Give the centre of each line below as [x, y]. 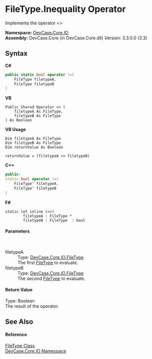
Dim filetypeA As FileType [33, 139]
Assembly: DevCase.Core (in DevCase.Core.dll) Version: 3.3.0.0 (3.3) [76, 38]
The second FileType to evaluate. [51, 278]
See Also [19, 322]
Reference [16, 335]
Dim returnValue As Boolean [34, 147]
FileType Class [20, 346]
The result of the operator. [32, 306]
